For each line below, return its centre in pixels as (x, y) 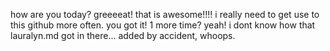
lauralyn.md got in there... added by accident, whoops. (123, 35)
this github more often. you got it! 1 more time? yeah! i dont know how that (163, 25)
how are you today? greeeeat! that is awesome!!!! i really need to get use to (165, 14)
